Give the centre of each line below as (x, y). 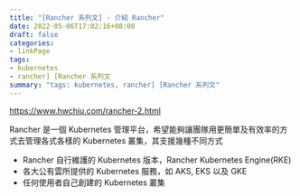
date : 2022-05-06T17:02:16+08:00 (72, 26)
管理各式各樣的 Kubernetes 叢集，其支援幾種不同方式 (124, 140)
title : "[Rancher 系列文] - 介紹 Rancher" (87, 18)
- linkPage (30, 51)
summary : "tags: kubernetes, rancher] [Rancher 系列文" (115, 85)
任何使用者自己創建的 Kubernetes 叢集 (94, 182)
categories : (32, 43)
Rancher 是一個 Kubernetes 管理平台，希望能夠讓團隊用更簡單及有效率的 (145, 129)
